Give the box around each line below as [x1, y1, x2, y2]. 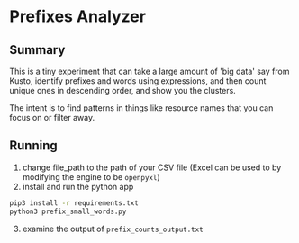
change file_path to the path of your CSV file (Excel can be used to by [22, 162, 282, 173]
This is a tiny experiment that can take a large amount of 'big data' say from [9, 66, 290, 76]
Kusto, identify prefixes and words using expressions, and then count [9, 76, 267, 86]
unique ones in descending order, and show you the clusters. [9, 85, 236, 95]
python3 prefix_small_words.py [9, 207, 127, 216]
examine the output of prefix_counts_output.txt [22, 223, 204, 234]
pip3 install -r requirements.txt [9, 198, 140, 208]
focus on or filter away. [9, 112, 95, 122]
